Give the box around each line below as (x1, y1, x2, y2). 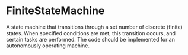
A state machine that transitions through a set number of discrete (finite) (6, 23, 183, 30)
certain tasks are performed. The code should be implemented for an (6, 36, 176, 43)
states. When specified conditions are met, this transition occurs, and (6, 29, 176, 36)
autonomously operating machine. (6, 42, 90, 49)
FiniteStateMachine (6, 4, 105, 18)
